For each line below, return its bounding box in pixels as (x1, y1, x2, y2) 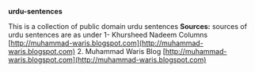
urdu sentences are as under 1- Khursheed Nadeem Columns (8, 31, 208, 39)
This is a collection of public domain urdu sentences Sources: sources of (8, 22, 248, 31)
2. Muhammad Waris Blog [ (77, 47, 166, 56)
